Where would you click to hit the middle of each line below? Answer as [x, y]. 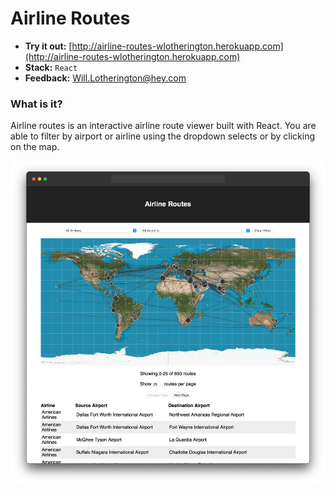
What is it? [36, 104]
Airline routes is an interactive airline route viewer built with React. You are [163, 126]
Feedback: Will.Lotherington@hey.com [105, 78]
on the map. [35, 147]
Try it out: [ [48, 46]
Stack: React [51, 67]
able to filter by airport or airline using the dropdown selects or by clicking [163, 136]
